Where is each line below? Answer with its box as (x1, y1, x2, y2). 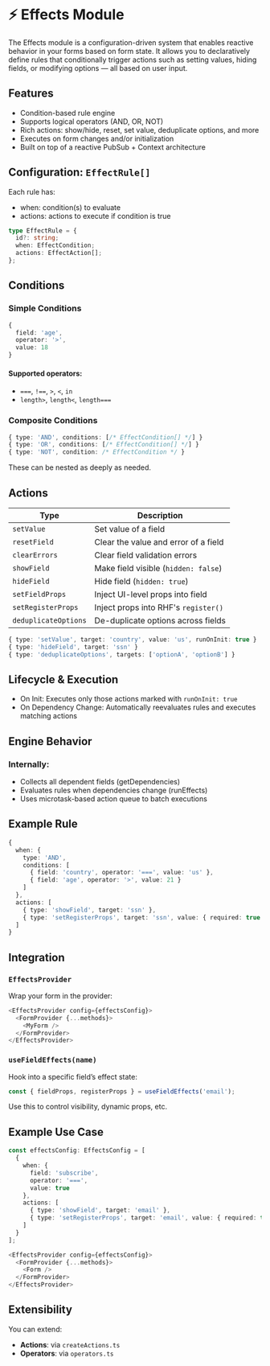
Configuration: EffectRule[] (8, 166, 151, 179)
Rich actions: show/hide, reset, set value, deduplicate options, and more (19, 125, 260, 134)
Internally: (8, 759, 50, 770)
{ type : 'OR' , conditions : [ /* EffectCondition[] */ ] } (8, 441, 199, 449)
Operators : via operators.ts (19, 1348, 114, 1358)
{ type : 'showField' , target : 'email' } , (29, 1207, 171, 1215)
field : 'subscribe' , (29, 1169, 99, 1177)
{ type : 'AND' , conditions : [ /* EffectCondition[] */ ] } (8, 433, 203, 442)
